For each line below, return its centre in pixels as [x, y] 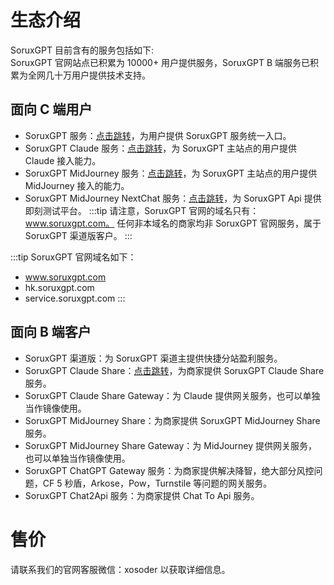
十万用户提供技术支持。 [102, 75]
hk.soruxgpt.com [59, 287]
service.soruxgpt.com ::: [75, 298]
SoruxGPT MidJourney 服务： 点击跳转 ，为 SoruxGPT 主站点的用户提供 [171, 173]
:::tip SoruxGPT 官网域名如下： [73, 257]
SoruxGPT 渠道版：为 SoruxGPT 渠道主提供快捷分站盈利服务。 [153, 358]
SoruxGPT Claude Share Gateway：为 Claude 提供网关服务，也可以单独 [172, 395]
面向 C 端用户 [51, 109]
